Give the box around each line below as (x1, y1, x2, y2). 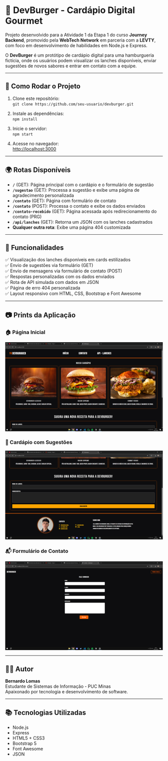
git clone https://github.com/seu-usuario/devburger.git (12, 101, 134, 107)
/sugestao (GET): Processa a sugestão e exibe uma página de (12, 187, 140, 193)
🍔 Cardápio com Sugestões (5, 439, 72, 446)
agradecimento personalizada (12, 192, 74, 198)
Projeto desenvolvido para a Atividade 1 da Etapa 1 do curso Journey (5, 32, 147, 38)
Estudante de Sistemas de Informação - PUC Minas (5, 683, 111, 689)
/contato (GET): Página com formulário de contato (12, 198, 116, 204)
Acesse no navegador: (12, 140, 59, 146)
